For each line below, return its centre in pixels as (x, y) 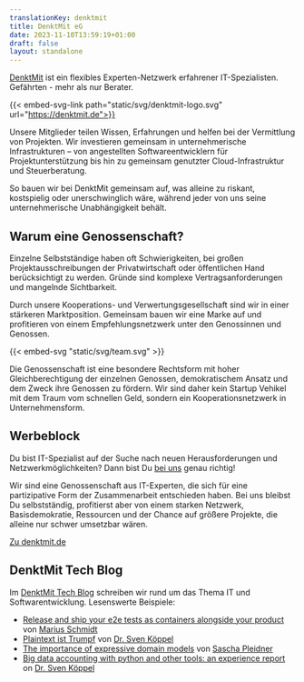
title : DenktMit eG (46, 26)
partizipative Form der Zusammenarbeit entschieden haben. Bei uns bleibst (150, 495)
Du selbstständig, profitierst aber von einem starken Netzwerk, (127, 505)
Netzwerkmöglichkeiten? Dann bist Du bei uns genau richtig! (123, 467)
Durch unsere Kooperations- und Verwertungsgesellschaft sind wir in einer (149, 305)
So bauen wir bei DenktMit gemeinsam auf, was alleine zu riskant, (132, 188)
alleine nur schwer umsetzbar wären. (78, 524)
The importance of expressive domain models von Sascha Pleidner (148, 648)
